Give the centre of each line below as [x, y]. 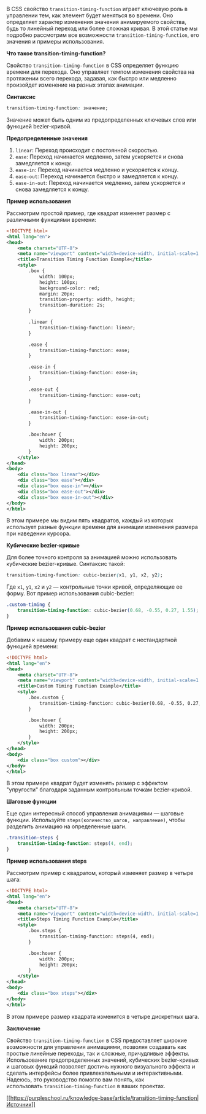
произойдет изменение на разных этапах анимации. [75, 85]
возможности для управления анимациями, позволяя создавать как [97, 1046]
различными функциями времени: [51, 219]
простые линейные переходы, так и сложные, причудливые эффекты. [98, 1053]
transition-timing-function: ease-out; [90, 395]
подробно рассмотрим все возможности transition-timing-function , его [103, 35]
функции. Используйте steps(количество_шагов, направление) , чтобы [96, 820]
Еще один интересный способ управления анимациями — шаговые [95, 814]
